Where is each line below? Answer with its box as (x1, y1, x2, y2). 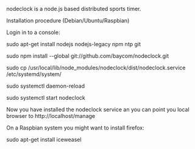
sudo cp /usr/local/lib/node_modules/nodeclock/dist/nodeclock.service (6, 64, 186, 71)
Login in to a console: (6, 29, 60, 36)
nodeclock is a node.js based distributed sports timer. (6, 5, 141, 12)
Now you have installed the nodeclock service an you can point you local (6, 106, 190, 113)
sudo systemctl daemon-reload (6, 82, 85, 89)
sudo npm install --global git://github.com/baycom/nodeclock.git (6, 52, 169, 60)
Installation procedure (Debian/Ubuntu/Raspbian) (6, 17, 130, 24)
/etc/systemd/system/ (6, 71, 62, 78)
